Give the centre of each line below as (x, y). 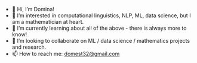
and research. (29, 47)
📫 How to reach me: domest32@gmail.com (66, 54)
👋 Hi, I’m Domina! (33, 9)
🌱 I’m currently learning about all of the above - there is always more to (99, 28)
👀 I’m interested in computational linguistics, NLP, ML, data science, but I (101, 15)
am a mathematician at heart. (48, 22)
